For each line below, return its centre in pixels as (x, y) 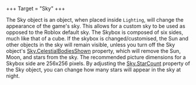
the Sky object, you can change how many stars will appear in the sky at (94, 69)
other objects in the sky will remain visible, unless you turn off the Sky (91, 45)
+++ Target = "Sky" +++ (36, 8)
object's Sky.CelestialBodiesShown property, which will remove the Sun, (93, 51)
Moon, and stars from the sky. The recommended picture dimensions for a (96, 57)
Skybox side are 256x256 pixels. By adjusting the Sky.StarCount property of (98, 63)
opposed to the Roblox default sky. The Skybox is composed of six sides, (95, 32)
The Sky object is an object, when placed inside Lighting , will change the (95, 20)
